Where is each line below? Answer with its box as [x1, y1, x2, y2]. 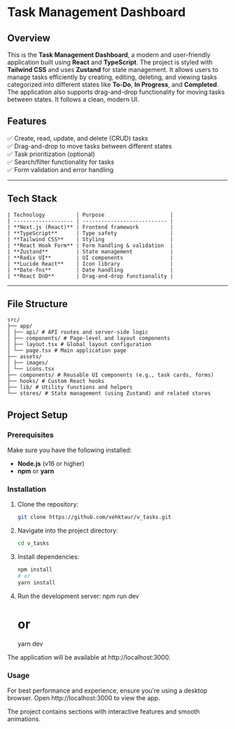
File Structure [7, 298, 68, 310]
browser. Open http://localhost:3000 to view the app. [7, 694, 161, 702]
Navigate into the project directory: [17, 526, 119, 535]
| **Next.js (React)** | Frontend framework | [7, 223, 173, 231]
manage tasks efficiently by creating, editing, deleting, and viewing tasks [7, 73, 218, 81]
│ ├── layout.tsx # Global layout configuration [7, 341, 152, 348]
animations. [7, 715, 41, 723]
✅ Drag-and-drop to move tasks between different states [7, 141, 173, 150]
